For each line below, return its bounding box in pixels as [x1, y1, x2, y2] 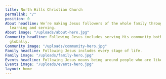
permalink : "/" [5, 12, 37, 17]
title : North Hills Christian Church [5, 7, 83, 12]
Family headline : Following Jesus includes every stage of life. [5, 48, 142, 53]
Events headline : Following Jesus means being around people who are [5, 57, 152, 62]
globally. [9, 39, 30, 44]
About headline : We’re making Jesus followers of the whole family [5, 21, 147, 26]
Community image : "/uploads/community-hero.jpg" [5, 44, 107, 49]
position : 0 [5, 16, 30, 21]
